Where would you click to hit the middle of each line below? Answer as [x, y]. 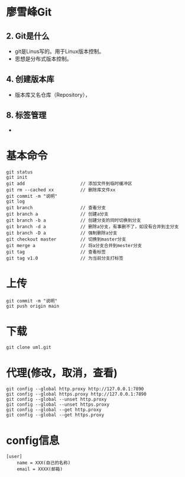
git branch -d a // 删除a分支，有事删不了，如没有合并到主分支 [92, 226]
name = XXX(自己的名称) [44, 463]
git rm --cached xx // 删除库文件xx [61, 190]
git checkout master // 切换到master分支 [66, 239]
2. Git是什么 [28, 36]
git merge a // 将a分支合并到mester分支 [74, 245]
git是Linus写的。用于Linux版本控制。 [59, 51]
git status [20, 172]
